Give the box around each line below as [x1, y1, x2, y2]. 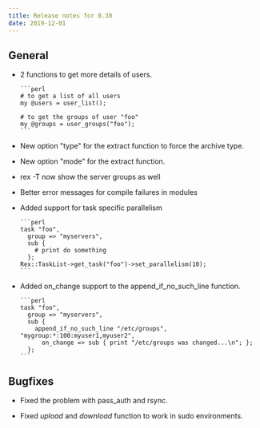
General [8, 49, 50, 62]
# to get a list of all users [19, 93, 122, 101]
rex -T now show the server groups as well [19, 172, 162, 182]
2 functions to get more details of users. [19, 69, 153, 80]
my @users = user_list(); [19, 99, 106, 108]
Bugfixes [8, 374, 54, 388]
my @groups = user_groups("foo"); [19, 121, 135, 129]
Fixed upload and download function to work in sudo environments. [19, 411, 243, 421]
